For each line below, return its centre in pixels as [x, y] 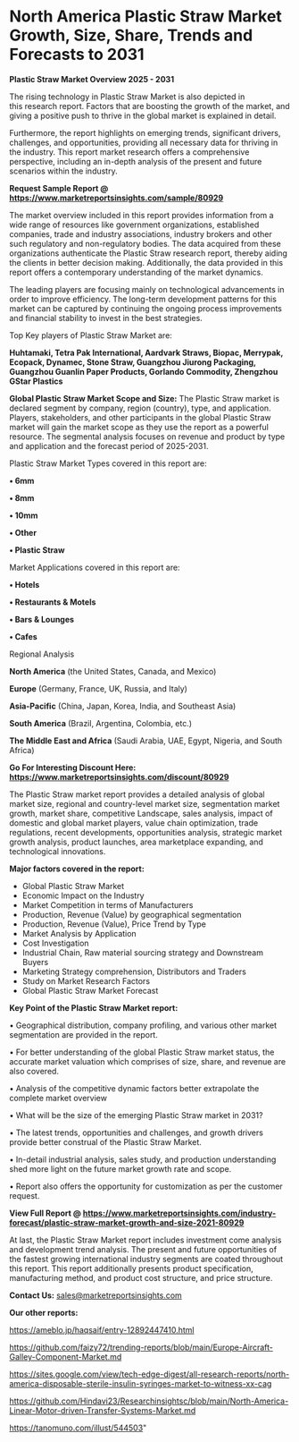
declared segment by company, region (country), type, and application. [140, 408]
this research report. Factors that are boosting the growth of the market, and [149, 106]
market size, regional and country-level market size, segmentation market [145, 803]
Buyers [35, 962]
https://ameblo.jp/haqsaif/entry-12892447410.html [102, 1329]
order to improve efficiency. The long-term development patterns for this [143, 299]
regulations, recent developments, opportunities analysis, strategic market [146, 832]
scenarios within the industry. [63, 171]
